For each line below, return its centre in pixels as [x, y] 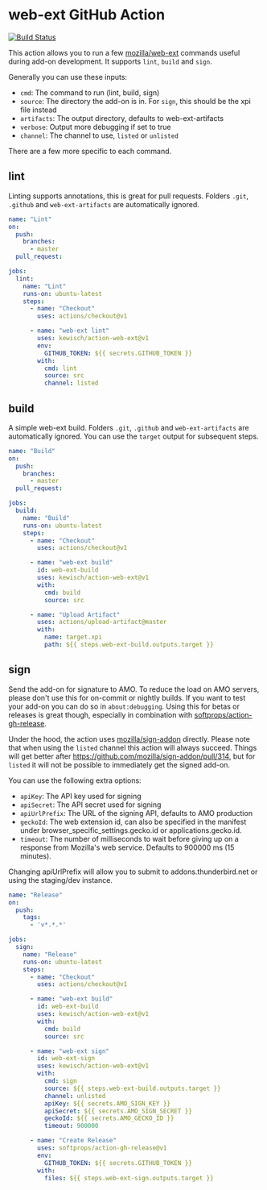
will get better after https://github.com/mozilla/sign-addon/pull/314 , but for [132, 756]
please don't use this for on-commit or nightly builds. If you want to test [127, 697]
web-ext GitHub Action [87, 15]
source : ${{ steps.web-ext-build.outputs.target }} [132, 1088]
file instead [39, 110]
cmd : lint [61, 368]
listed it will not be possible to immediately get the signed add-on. [119, 764]
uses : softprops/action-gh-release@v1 [102, 1148]
